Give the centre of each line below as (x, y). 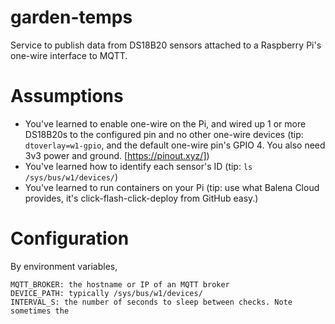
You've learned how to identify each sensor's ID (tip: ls (138, 166)
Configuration (70, 238)
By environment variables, (64, 266)
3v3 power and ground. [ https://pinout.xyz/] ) (117, 155)
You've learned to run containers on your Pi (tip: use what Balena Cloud (172, 187)
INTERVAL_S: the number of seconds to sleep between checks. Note (151, 302)
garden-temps (71, 17)
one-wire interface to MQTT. (69, 55)
